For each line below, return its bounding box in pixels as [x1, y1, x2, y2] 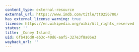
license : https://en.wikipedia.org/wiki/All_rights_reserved [5, 21, 135, 26]
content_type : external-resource [5, 7, 74, 12]
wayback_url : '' [5, 40, 39, 45]
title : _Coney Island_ [5, 30, 52, 35]
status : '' [5, 26, 28, 31]
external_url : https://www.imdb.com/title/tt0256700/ [5, 12, 119, 17]
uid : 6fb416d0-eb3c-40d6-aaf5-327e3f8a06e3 [5, 35, 97, 40]
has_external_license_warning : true [5, 16, 81, 21]
